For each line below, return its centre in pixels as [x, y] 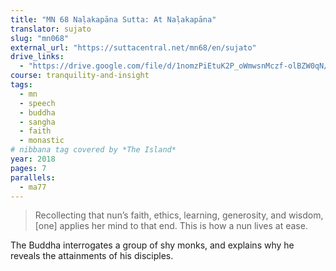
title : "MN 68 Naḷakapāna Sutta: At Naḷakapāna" [113, 19]
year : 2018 [33, 159]
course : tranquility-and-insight [80, 76]
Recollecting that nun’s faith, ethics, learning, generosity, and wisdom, [179, 215]
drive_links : [37, 57]
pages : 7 [28, 168]
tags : [21, 85]
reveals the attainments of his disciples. [92, 256]
